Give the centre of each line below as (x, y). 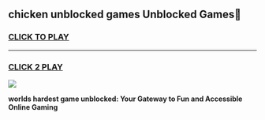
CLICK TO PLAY (39, 37)
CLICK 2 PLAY (35, 66)
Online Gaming (33, 107)
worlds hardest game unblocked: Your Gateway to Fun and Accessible (125, 99)
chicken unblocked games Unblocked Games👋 (125, 15)
